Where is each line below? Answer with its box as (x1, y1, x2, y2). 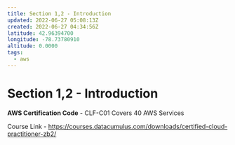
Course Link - (7, 122, 47, 130)
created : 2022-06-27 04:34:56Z (7, 23, 99, 30)
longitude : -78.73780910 (7, 36, 80, 43)
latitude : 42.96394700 (7, 29, 74, 37)
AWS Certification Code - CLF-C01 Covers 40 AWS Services (7, 109, 184, 117)
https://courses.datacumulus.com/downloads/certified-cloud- (48, 122, 228, 130)
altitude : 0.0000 (7, 43, 58, 49)
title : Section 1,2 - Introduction (7, 10, 112, 17)
